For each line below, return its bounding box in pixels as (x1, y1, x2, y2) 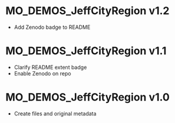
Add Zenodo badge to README (14, 24, 91, 31)
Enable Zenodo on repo (14, 69, 71, 77)
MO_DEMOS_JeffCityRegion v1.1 (5, 44, 167, 58)
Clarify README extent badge (14, 64, 87, 71)
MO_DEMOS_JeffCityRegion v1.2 (5, 4, 170, 18)
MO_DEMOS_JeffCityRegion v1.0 (5, 91, 170, 104)
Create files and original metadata (14, 110, 97, 117)
